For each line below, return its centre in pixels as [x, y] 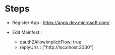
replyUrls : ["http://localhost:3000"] [56, 47]
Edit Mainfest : [27, 32]
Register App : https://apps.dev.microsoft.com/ [61, 22]
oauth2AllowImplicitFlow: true [50, 42]
